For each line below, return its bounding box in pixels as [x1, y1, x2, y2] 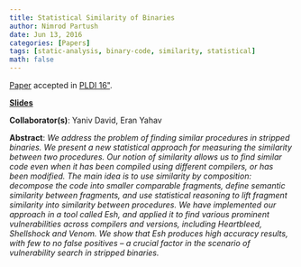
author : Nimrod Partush [9, 22, 99, 31]
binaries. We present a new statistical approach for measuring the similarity [9, 142, 293, 152]
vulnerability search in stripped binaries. [9, 247, 160, 258]
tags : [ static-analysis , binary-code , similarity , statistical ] [9, 47, 256, 56]
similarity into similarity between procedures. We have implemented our [9, 199, 277, 210]
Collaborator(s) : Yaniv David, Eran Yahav [9, 115, 162, 125]
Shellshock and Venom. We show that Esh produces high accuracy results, [9, 228, 288, 239]
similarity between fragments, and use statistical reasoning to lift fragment [9, 190, 287, 200]
